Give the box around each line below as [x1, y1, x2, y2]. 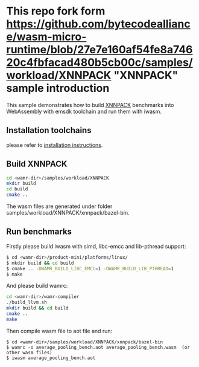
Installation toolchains [6, 125, 92, 135]
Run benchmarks [6, 227, 72, 237]
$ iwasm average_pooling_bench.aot [6, 355, 96, 361]
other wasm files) [6, 349, 52, 356]
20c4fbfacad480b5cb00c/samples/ [6, 56, 193, 70]
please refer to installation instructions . [6, 141, 103, 149]
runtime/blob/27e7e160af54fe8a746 [6, 43, 193, 57]
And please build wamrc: [6, 282, 68, 290]
